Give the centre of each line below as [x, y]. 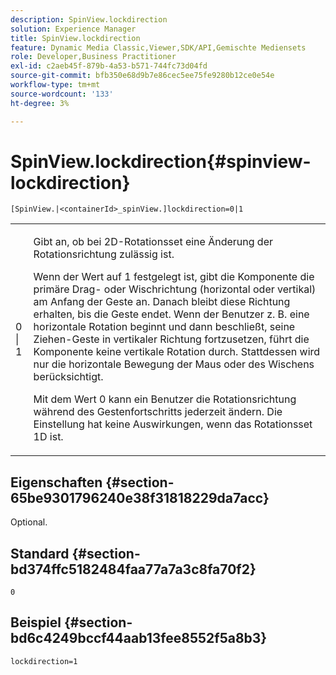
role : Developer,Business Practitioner [93, 57]
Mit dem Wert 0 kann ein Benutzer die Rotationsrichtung [165, 399]
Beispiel [36, 622]
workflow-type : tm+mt [55, 85]
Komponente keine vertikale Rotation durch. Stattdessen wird [177, 352]
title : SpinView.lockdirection [75, 38]
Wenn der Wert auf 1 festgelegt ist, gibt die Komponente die [174, 277]
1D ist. [48, 437]
